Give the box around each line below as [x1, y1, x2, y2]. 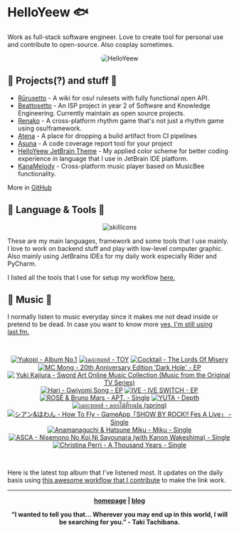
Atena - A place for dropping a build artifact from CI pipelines [17, 131, 198, 140]
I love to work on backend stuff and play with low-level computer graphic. [7, 244, 223, 252]
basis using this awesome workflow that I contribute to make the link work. [7, 476, 226, 485]
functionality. [17, 169, 56, 177]
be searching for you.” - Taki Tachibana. [59, 518, 180, 527]
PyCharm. [7, 259, 37, 268]
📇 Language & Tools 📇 [7, 204, 105, 216]
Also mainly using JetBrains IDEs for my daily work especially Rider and [7, 252, 217, 260]
